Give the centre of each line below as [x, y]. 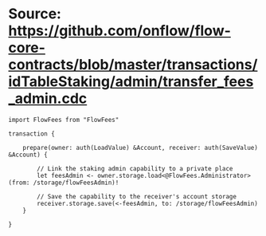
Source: [35, 14]
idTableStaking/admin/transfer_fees [131, 82]
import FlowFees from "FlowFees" [64, 120]
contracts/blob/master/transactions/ [133, 65]
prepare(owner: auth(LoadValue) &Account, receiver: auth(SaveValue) [141, 147]
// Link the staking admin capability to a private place [135, 168]
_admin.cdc [48, 98]
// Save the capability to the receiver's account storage [137, 196]
